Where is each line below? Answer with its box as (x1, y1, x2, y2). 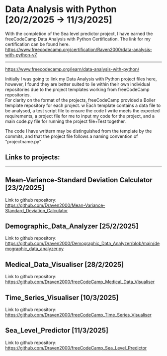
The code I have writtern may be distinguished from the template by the (5, 128, 152, 134)
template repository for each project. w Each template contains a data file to (5, 102, 161, 108)
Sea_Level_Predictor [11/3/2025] (5, 326, 108, 335)
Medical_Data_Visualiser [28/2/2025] (5, 260, 124, 269)
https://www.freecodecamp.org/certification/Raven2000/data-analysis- (5, 46, 153, 52)
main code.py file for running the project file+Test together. (5, 118, 126, 124)
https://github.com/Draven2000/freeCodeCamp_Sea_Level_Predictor (5, 345, 147, 351)
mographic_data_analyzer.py (5, 246, 64, 252)
